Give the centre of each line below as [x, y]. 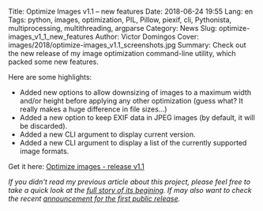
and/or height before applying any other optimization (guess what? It [131, 101]
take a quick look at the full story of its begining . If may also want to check [130, 190]
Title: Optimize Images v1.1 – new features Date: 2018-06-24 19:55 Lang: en [131, 11]
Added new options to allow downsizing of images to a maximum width [135, 92]
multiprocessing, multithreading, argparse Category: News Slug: [113, 28]
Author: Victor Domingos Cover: [147, 36]
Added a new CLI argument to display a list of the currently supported [133, 143]
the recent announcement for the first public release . [94, 198]
